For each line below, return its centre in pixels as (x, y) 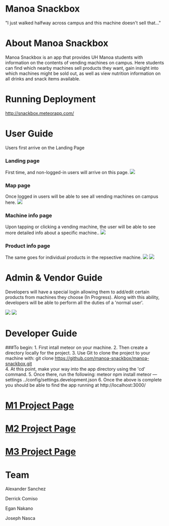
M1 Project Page (40, 406)
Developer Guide (41, 334)
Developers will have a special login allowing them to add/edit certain (77, 292)
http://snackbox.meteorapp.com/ (40, 113)
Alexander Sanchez (26, 489)
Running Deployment (51, 99)
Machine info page (29, 215)
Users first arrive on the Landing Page (45, 148)
